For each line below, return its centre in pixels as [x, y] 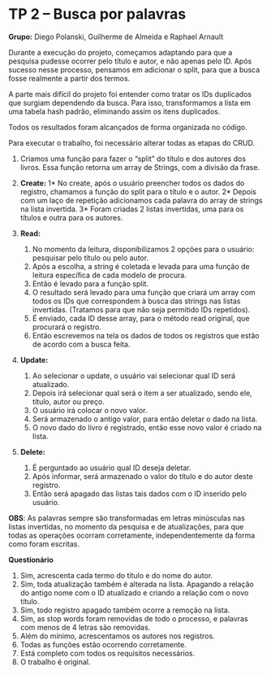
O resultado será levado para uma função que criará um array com [144, 292]
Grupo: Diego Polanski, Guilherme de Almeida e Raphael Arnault [116, 37]
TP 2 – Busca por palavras [97, 14]
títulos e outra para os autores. [71, 217]
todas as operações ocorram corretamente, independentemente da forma [132, 535]
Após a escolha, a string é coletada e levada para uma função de [141, 266]
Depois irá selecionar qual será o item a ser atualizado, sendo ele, [142, 393]
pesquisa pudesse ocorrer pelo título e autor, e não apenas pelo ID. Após [130, 61]
